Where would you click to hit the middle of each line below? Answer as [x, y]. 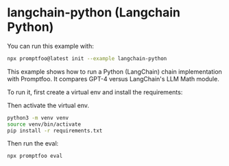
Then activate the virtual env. [48, 105]
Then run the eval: [33, 143]
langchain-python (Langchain [94, 13]
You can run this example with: [50, 46]
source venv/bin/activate [44, 124]
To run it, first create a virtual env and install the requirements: [95, 92]
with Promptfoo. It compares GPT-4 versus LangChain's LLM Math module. [113, 79]
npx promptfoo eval [35, 156]
